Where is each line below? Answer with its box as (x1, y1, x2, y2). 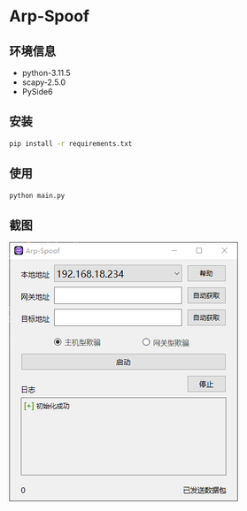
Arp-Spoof (9, 6, 90, 27)
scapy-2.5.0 (21, 77, 66, 88)
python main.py (9, 191, 66, 200)
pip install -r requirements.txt (9, 139, 133, 148)
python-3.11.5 (21, 68, 71, 78)
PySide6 (21, 87, 53, 96)
